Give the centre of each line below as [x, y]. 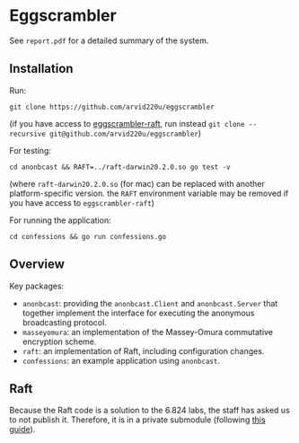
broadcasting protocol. [65, 322]
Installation [41, 69]
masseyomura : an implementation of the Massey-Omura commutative [148, 332]
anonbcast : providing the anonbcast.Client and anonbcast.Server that [150, 303]
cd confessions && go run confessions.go [88, 236]
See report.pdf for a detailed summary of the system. [109, 40]
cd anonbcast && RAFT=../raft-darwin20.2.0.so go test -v [120, 167]
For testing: [31, 150]
